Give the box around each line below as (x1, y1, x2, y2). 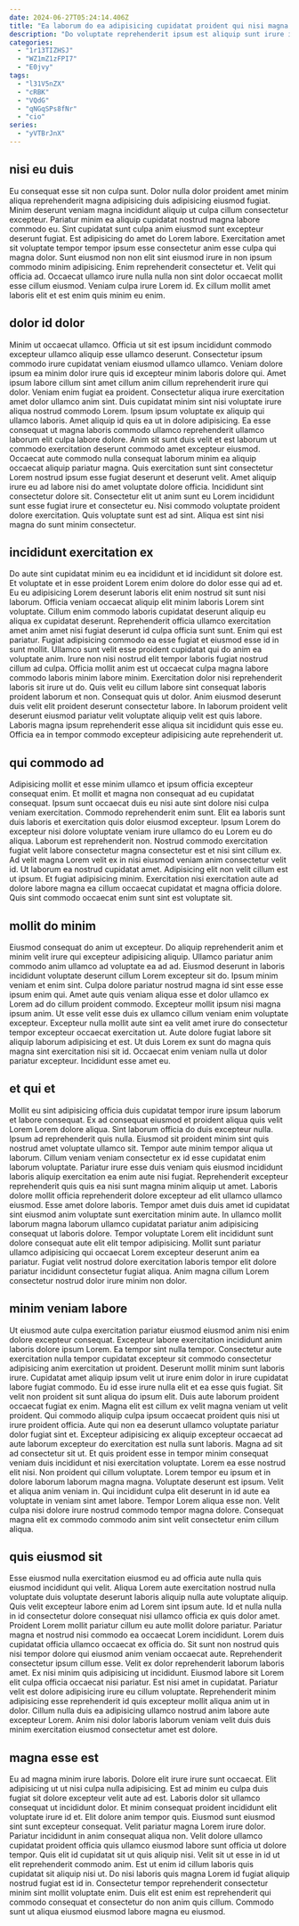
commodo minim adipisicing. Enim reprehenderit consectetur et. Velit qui (9, 261, 276, 272)
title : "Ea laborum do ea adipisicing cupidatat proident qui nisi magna (9, 21, 289, 30)
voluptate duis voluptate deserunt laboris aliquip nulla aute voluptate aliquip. (9, 1592, 289, 1603)
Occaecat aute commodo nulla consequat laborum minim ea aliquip (9, 453, 256, 463)
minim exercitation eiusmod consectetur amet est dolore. (9, 1725, 218, 1735)
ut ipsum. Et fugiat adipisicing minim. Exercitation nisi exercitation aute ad (9, 874, 279, 885)
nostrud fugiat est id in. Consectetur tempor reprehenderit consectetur (9, 1878, 269, 1889)
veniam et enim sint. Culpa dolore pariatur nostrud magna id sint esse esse (9, 979, 284, 990)
